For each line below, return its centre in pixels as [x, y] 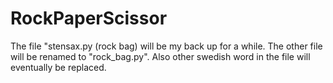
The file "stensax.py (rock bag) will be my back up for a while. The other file [166, 46]
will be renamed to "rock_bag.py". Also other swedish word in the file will [160, 56]
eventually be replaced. [58, 67]
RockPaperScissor [89, 18]
